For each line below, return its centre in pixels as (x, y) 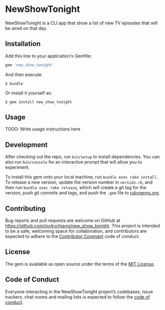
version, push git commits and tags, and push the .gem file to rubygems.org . (83, 193)
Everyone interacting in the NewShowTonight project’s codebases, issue (79, 292)
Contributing (25, 208)
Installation (23, 44)
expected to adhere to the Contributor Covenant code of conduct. (73, 236)
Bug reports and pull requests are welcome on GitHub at (63, 220)
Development (27, 145)
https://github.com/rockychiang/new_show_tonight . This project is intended (82, 226)
